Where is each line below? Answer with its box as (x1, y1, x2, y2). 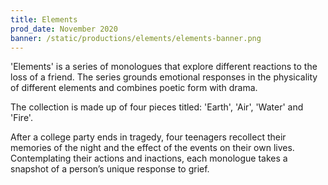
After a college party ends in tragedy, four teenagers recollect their (10, 131, 287, 143)
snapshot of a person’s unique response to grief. (10, 163, 210, 175)
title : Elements (10, 14, 78, 25)
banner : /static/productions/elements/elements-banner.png (10, 33, 262, 43)
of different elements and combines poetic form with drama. (10, 82, 258, 94)
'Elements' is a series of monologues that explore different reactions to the (10, 61, 318, 73)
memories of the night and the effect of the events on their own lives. (10, 142, 295, 154)
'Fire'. (10, 112, 33, 124)
